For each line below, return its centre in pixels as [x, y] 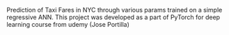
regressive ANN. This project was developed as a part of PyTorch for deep [113, 17]
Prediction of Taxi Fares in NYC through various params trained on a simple [114, 10]
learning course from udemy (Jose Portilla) [68, 24]
